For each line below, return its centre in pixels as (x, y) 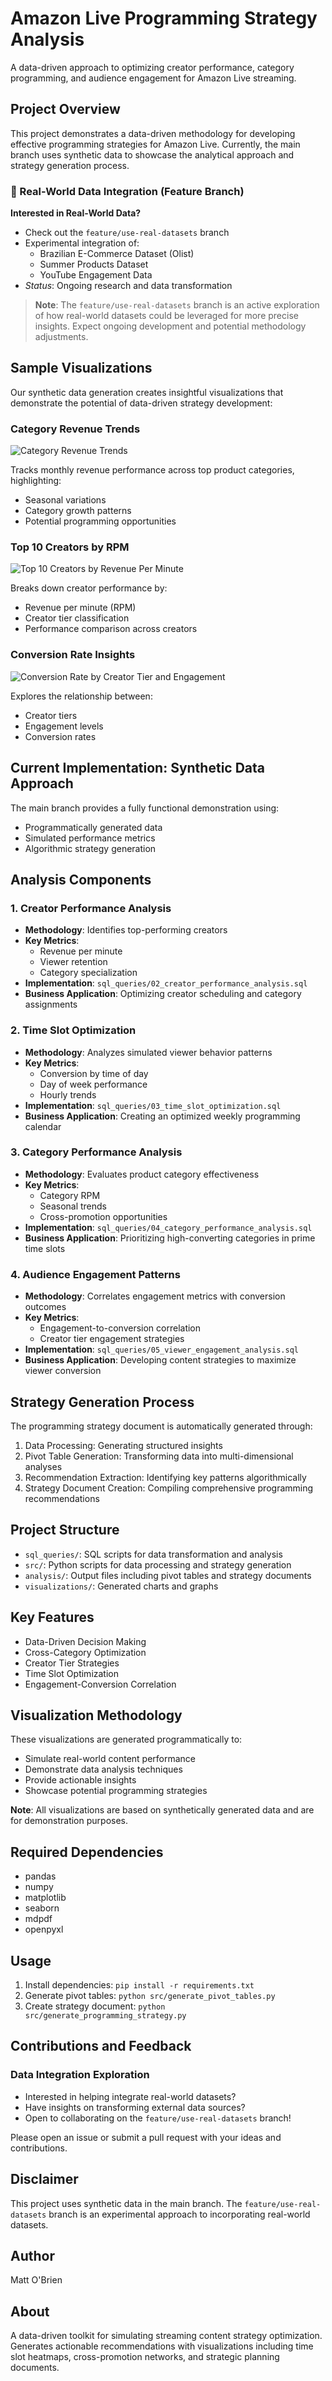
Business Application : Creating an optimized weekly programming (162, 1116)
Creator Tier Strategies (72, 1663)
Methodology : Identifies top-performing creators (126, 930)
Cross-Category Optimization (85, 1652)
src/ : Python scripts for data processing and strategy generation (158, 1564)
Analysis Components (81, 879)
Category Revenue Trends (75, 429)
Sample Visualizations (81, 368)
